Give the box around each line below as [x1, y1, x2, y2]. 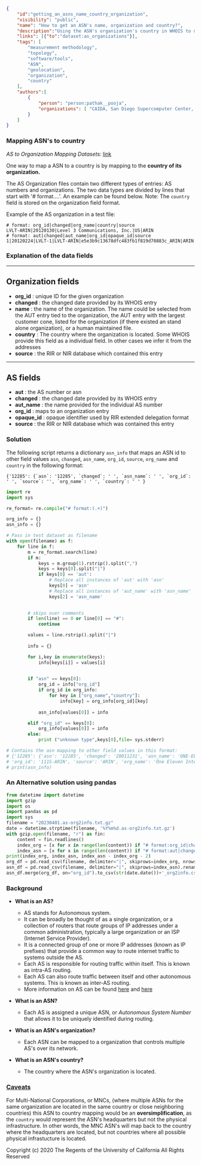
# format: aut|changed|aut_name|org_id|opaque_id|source [6, 232, 151, 239]
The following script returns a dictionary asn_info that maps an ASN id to [6, 449, 186, 456]
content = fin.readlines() [17, 836, 84, 842]
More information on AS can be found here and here [23, 985, 153, 993]
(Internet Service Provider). [23, 935, 92, 942]
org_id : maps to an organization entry [14, 408, 109, 415]
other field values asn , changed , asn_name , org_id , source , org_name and [6, 455, 178, 462]
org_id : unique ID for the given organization [14, 292, 124, 299]
